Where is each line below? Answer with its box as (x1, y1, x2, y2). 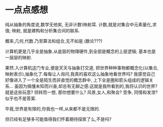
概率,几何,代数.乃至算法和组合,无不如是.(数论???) (5, 38, 103, 44)
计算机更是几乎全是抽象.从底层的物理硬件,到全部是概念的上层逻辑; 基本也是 (5, 48, 156, 54)
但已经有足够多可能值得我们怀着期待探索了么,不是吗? (5, 116, 112, 122)
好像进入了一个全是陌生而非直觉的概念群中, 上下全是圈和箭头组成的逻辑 (5, 77, 149, 83)
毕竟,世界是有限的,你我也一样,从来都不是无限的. (5, 106, 100, 111)
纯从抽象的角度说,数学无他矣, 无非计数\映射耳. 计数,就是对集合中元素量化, (5, 21, 153, 27)
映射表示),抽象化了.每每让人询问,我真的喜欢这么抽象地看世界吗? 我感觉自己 (5, 71, 156, 77)
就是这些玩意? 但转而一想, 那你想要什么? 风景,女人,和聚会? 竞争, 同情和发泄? (5, 89, 158, 95)
